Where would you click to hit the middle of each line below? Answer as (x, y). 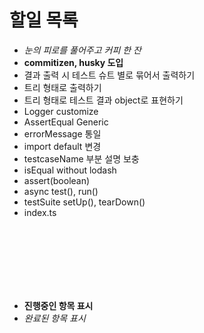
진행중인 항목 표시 (58, 305)
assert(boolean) (57, 180)
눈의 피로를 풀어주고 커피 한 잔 (82, 50)
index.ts (40, 212)
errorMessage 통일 (62, 133)
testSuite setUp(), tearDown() (84, 202)
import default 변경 (62, 146)
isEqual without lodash (70, 170)
